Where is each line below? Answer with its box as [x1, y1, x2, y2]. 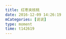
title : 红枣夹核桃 [5, 7, 40, 13]
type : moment [5, 21, 32, 27]
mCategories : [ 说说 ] [5, 17, 46, 22]
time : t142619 [5, 26, 35, 31]
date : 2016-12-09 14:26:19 [5, 12, 61, 17]
